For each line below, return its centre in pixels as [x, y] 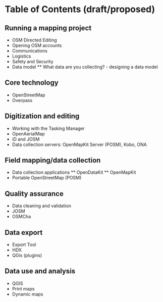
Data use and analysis [40, 271]
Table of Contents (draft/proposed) [80, 9]
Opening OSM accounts [37, 45]
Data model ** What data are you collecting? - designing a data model [85, 67]
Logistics [21, 56]
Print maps [23, 288]
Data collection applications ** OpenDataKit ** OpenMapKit [74, 172]
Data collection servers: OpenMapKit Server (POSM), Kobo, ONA [79, 144]
